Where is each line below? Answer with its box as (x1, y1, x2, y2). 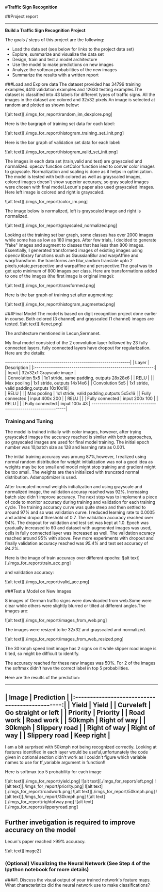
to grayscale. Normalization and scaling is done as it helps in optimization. (5, 169, 153, 174)
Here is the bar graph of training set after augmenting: (5, 292, 113, 298)
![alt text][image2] (5, 848, 41, 854)
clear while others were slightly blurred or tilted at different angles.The (5, 603, 146, 609)
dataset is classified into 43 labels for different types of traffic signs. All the (5, 92, 155, 97)
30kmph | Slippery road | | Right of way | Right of (5, 723, 156, 732)
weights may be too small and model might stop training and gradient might (5, 464, 156, 470)
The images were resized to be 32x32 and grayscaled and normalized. (5, 627, 147, 633)
